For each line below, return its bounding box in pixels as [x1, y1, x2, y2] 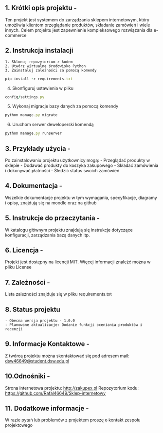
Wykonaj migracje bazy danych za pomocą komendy [12, 103, 119, 109]
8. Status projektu [5, 305, 61, 313]
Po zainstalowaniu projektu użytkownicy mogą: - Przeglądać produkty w [5, 157, 150, 163]
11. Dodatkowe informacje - [5, 404, 89, 413]
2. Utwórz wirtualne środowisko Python [5, 63, 86, 69]
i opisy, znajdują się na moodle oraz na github [5, 199, 97, 206]
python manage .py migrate [5, 113, 57, 118]
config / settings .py [5, 94, 45, 99]
